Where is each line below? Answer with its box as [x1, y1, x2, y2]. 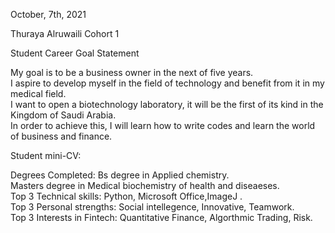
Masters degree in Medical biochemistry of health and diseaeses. [10, 180, 280, 191]
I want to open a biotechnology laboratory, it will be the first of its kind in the [10, 99, 324, 110]
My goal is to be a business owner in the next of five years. [10, 67, 254, 78]
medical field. [10, 88, 67, 99]
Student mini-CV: [10, 150, 82, 161]
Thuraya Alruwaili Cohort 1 [10, 28, 120, 39]
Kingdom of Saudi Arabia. [10, 109, 117, 121]
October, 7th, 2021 [10, 9, 87, 20]
